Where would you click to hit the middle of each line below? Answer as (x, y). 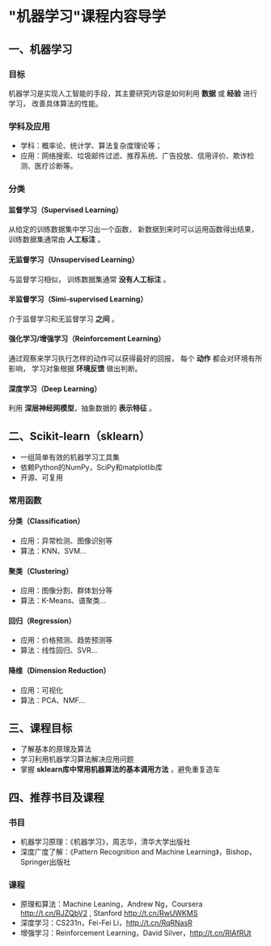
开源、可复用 (41, 477)
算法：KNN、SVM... (53, 551)
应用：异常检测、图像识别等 (66, 541)
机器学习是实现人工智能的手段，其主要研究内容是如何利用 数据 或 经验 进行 (133, 93)
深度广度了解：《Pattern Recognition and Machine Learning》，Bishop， (138, 852)
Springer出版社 (45, 862)
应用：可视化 (41, 690)
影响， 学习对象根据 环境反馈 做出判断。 (75, 368)
